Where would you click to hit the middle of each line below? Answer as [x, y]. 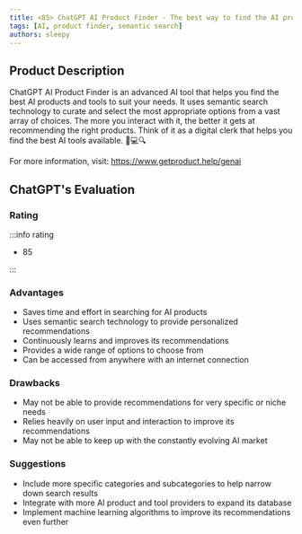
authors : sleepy [40, 34]
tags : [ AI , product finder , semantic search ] [96, 26]
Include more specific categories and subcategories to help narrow [147, 483]
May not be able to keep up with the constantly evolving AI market [145, 441]
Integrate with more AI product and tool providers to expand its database [157, 503]
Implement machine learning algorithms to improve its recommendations [156, 512]
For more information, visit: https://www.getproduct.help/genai [125, 162]
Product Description [67, 70]
